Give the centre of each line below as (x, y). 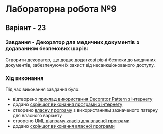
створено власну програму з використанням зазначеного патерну (85, 110)
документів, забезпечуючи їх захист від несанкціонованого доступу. (80, 65)
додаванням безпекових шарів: (47, 48)
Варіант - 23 (26, 28)
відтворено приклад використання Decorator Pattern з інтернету (83, 99)
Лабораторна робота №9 (61, 9)
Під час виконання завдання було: (43, 89)
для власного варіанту (37, 116)
